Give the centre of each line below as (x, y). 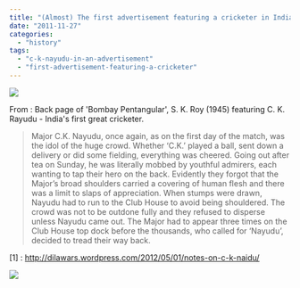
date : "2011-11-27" (46, 26)
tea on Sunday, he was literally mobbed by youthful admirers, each (154, 164)
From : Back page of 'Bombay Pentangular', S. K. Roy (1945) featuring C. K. (147, 109)
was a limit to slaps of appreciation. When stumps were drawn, (146, 193)
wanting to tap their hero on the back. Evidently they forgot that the (155, 174)
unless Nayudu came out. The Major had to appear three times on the (159, 221)
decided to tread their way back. (91, 240)
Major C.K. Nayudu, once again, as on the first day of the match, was (158, 136)
